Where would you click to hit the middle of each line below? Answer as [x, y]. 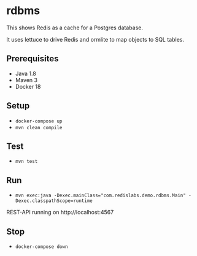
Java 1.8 [26, 73]
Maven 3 [26, 80]
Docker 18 [28, 86]
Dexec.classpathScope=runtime [54, 201]
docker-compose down [41, 247]
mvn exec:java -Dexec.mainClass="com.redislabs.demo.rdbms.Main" [100, 196]
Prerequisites [33, 59]
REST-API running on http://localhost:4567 [60, 213]
